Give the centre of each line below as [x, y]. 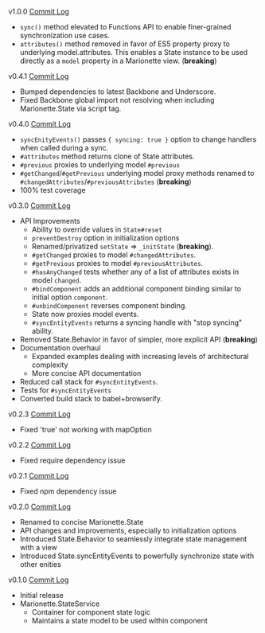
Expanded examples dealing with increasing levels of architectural [140, 356]
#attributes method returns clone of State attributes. [107, 156]
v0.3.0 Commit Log [39, 205]
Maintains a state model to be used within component [120, 621]
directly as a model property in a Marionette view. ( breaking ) [118, 61]
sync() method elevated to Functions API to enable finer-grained [125, 27]
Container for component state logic [91, 612]
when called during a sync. [64, 148]
